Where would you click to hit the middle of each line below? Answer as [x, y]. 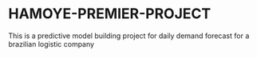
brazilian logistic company [51, 44]
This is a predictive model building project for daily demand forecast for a [129, 36]
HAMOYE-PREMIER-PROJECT [110, 14]
